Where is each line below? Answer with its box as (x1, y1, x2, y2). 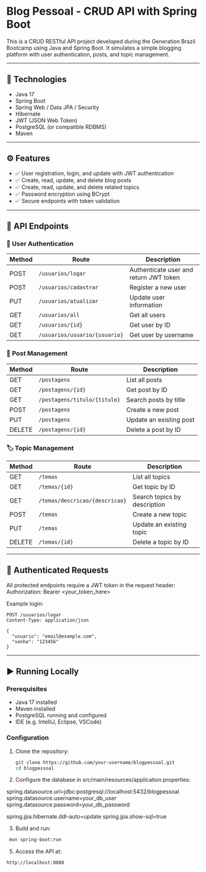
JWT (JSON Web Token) (15, 117, 78, 124)
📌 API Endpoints (6, 221, 69, 231)
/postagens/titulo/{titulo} (39, 396, 121, 403)
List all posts (126, 376, 162, 384)
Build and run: (15, 825, 51, 832)
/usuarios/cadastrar (39, 284, 99, 291)
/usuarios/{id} (39, 322, 83, 329)
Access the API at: (15, 848, 63, 855)
